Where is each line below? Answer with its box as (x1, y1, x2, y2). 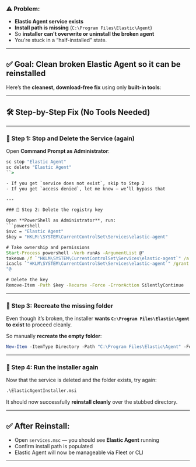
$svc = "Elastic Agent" (6, 229, 64, 234)
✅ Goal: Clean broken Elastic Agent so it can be (6, 59, 181, 69)
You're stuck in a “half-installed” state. (14, 37, 107, 44)
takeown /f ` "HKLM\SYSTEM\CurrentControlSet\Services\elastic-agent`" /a (6, 255, 190, 261)
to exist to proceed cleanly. (6, 321, 72, 328)
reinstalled (6, 68, 46, 78)
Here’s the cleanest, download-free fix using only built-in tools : (6, 84, 162, 91)
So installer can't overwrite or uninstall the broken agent (14, 30, 155, 38)
